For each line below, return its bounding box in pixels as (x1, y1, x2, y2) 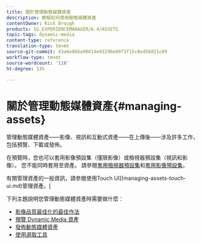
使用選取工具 (15, 231, 48, 239)
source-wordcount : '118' (6, 60, 69, 66)
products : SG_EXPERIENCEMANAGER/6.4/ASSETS (6, 26, 119, 32)
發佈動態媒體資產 (15, 223, 58, 231)
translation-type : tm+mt (6, 43, 69, 49)
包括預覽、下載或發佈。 (6, 141, 65, 148)
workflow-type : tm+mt (6, 54, 62, 60)
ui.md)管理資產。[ (6, 182, 51, 190)
